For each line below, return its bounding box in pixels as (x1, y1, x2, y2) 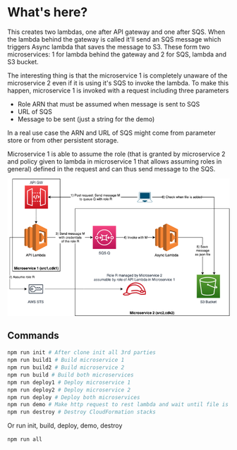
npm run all (7, 436, 42, 443)
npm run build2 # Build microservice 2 (7, 364, 125, 371)
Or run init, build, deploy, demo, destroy (7, 421, 123, 430)
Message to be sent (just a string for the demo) (17, 114, 155, 123)
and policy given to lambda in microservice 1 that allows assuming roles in (7, 157, 222, 166)
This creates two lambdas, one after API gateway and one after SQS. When (7, 28, 226, 36)
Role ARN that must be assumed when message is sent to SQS (17, 99, 200, 108)
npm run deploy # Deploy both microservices (7, 394, 140, 401)
